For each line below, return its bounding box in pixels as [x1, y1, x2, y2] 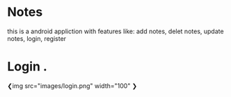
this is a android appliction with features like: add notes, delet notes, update [7, 27, 224, 35]
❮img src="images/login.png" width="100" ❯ [7, 81, 138, 90]
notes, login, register [7, 34, 67, 42]
